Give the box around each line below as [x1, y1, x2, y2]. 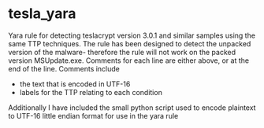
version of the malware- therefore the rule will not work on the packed [8, 47, 236, 57]
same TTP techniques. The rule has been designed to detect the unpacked [8, 38, 251, 48]
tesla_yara [8, 5, 76, 23]
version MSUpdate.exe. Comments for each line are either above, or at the [8, 56, 250, 65]
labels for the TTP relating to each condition [19, 87, 163, 97]
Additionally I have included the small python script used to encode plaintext [8, 103, 256, 112]
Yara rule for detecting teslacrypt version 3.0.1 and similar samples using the [8, 31, 256, 40]
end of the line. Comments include [8, 64, 121, 73]
